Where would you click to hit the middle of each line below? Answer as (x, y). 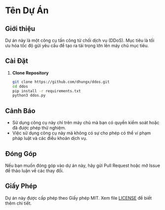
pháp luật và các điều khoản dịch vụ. (50, 138)
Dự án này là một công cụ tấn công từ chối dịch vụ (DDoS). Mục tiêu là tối (80, 40)
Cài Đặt (17, 61)
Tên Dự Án (27, 11)
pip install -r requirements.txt (47, 91)
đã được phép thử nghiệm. (39, 128)
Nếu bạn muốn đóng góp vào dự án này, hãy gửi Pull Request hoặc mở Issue (82, 165)
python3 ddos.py (29, 96)
